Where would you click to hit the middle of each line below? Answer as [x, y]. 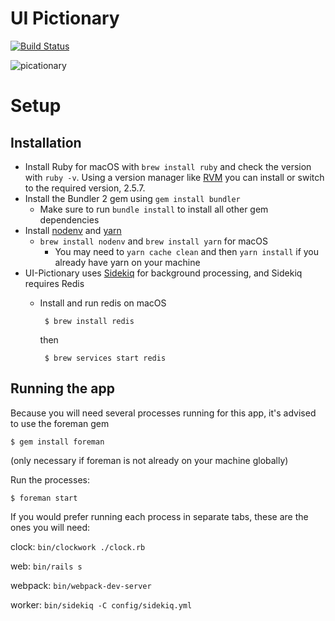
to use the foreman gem [60, 423]
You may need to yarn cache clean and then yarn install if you [187, 251]
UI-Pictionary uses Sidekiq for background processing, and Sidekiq [163, 273]
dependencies [69, 219]
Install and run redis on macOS [103, 303]
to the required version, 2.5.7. [85, 188]
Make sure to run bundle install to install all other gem [154, 209]
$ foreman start [44, 498]
